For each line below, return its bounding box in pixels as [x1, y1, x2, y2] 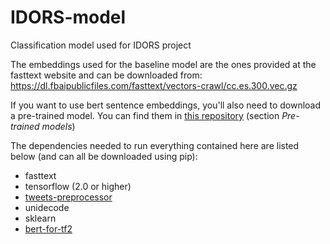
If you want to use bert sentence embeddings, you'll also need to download [10, 99, 322, 111]
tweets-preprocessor [24, 191, 113, 203]
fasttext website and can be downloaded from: [10, 69, 203, 81]
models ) [41, 120, 76, 132]
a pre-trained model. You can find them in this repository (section [10, 109, 280, 121]
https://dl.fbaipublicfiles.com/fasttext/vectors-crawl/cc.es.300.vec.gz [10, 79, 298, 91]
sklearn [24, 212, 57, 224]
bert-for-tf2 [24, 222, 73, 235]
